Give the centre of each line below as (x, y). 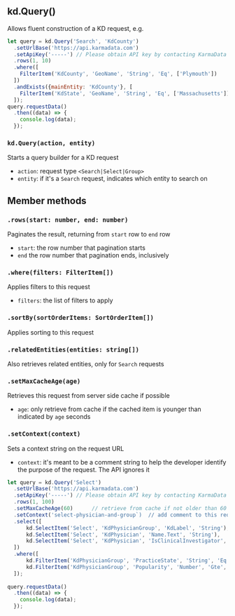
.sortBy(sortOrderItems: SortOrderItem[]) (80, 318)
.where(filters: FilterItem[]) (60, 272)
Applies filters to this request (49, 287)
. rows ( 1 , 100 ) (34, 502)
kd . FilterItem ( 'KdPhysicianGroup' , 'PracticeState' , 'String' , (120, 561)
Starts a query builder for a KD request (63, 158)
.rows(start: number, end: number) (68, 220)
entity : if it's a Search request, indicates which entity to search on (112, 179)
